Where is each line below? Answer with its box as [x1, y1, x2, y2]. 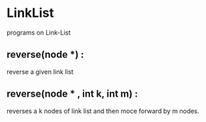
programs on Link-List [6, 28, 71, 37]
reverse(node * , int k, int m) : [6, 88, 139, 100]
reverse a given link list [6, 67, 74, 75]
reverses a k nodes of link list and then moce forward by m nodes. [6, 106, 200, 115]
